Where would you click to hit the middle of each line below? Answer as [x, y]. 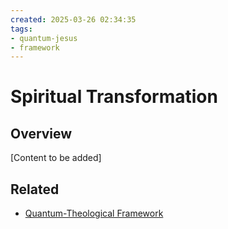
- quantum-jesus [44, 38]
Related [35, 189]
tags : [21, 29]
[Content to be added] [56, 158]
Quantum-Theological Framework [94, 213]
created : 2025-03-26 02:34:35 [73, 19]
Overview [41, 133]
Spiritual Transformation [114, 97]
